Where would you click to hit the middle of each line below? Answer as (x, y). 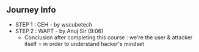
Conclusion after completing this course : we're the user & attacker (108, 37)
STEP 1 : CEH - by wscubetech (54, 24)
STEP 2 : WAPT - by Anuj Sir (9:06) (59, 31)
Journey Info (31, 10)
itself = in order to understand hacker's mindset (84, 44)
